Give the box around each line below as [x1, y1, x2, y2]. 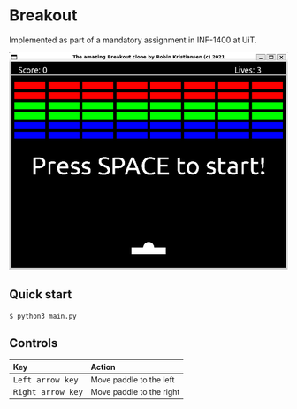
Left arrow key [12, 375, 80, 385]
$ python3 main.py [9, 312, 77, 320]
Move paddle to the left [90, 374, 175, 385]
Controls [9, 336, 58, 351]
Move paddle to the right [90, 387, 180, 397]
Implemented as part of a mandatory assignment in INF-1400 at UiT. [9, 35, 257, 45]
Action [90, 361, 117, 372]
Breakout [9, 5, 78, 26]
